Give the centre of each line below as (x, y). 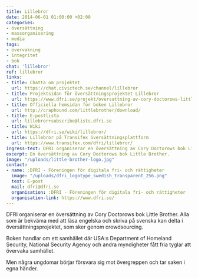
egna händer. (22, 269)
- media (16, 39)
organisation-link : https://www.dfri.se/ (63, 198)
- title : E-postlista (33, 115)
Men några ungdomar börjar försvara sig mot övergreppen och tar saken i (96, 262)
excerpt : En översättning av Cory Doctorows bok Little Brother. (88, 154)
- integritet (22, 55)
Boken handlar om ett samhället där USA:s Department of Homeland (89, 239)
